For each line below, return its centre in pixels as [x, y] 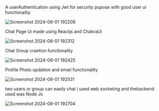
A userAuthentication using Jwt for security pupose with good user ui [76, 7]
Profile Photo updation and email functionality [52, 70]
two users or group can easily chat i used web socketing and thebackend [80, 89]
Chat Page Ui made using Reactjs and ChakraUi [54, 31]
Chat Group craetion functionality [39, 51]
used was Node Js [24, 94]
